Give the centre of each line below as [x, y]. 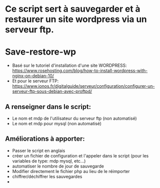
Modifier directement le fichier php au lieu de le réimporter [71, 171]
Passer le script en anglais [39, 150]
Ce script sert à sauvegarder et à [73, 9]
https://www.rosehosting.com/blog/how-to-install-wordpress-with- [80, 71]
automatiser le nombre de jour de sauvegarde [58, 166]
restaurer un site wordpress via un [76, 19]
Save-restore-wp [41, 52]
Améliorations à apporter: [45, 139]
